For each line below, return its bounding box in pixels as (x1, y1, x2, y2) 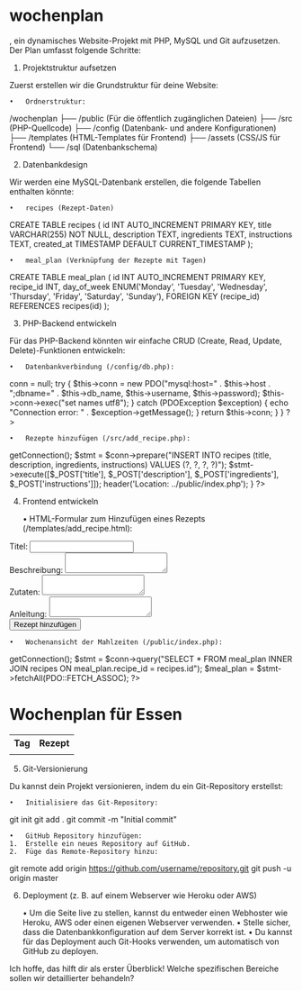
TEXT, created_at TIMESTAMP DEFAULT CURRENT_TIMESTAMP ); (9, 238, 253, 249)
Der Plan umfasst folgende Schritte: (9, 44, 142, 55)
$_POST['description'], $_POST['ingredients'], (107, 468, 280, 479)
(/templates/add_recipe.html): (22, 523, 133, 533)
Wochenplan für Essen (9, 705, 182, 725)
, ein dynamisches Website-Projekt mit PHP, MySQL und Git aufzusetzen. (9, 35, 280, 46)
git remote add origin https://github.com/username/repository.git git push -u (9, 862, 292, 874)
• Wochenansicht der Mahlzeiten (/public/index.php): (9, 637, 223, 647)
